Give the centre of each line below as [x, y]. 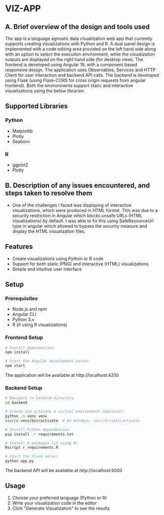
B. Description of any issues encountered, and [78, 186]
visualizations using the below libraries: [45, 91]
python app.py [20, 461]
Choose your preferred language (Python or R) [60, 498]
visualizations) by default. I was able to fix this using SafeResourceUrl [83, 221]
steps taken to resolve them [49, 193]
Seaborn [21, 141]
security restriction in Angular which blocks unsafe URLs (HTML [77, 215]
